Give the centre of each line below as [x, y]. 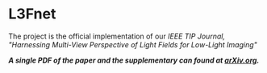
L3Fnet [32, 14]
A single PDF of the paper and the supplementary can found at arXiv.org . [134, 60]
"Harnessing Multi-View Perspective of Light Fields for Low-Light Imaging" [133, 44]
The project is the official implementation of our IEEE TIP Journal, [117, 36]
